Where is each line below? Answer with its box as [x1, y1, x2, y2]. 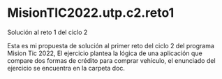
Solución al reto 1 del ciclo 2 [7, 28, 88, 36]
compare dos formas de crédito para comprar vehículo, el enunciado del [7, 56, 216, 64]
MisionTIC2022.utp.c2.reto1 [7, 5, 175, 21]
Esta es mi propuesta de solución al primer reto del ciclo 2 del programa [7, 41, 215, 50]
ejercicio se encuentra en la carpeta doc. [7, 64, 126, 72]
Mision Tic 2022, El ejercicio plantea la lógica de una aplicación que [7, 49, 202, 57]
